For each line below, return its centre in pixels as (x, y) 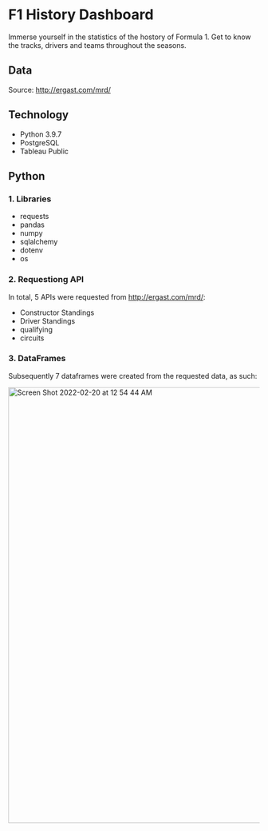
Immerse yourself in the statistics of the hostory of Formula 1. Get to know (130, 37)
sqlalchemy (39, 242)
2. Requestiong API (46, 280)
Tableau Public (44, 151)
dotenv (32, 250)
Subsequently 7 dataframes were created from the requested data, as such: (133, 376)
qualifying (36, 329)
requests (34, 217)
